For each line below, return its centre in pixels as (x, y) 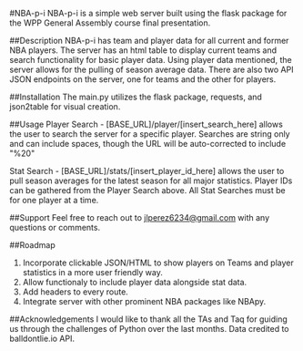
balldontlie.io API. (42, 338)
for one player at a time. (54, 200)
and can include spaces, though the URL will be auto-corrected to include (148, 144)
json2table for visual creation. (65, 107)
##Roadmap (33, 245)
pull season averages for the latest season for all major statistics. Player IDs (151, 181)
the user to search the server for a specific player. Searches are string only (150, 134)
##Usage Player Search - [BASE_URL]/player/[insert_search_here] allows (146, 124)
